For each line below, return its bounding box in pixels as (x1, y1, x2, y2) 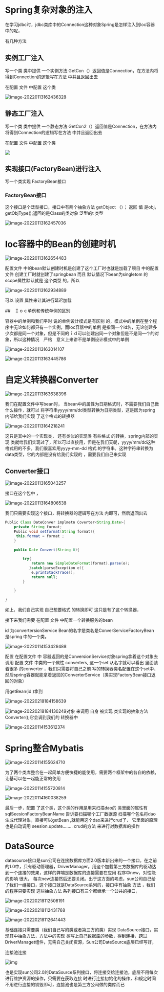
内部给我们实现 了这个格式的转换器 (5, 413, 75, 419)
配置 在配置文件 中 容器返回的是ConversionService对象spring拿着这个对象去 (5, 654, 158, 659)
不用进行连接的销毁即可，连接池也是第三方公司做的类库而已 (5, 981, 125, 987)
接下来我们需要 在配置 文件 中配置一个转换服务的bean (5, 617, 113, 623)
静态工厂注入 (5, 110, 44, 118)
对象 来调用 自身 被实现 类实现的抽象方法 (66, 708, 148, 714)
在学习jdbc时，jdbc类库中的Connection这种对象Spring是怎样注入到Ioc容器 (5, 22, 155, 27)
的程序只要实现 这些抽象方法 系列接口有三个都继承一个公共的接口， (5, 888, 140, 894)
